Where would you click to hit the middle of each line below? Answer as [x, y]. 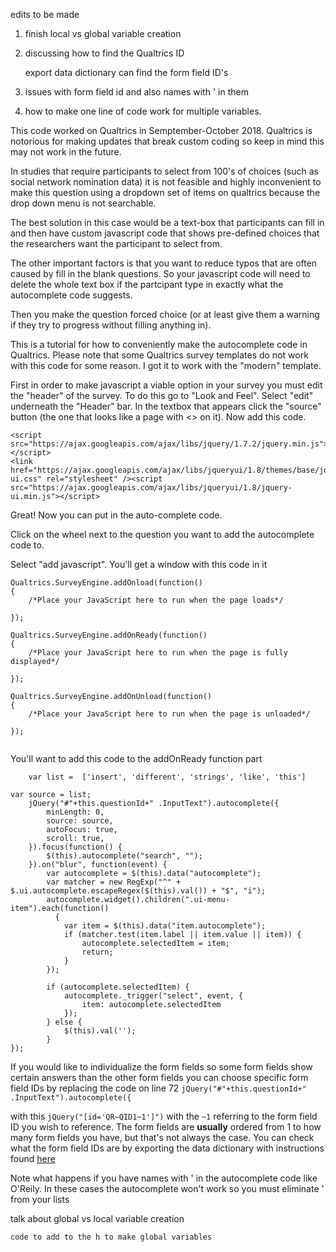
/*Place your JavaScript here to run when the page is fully [158, 653]
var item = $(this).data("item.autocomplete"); [165, 926]
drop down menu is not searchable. [83, 203]
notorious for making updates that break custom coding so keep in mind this [167, 141]
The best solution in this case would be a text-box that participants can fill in [167, 222]
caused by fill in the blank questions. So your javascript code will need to [160, 273]
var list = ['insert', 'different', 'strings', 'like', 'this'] [167, 777]
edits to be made [45, 14]
